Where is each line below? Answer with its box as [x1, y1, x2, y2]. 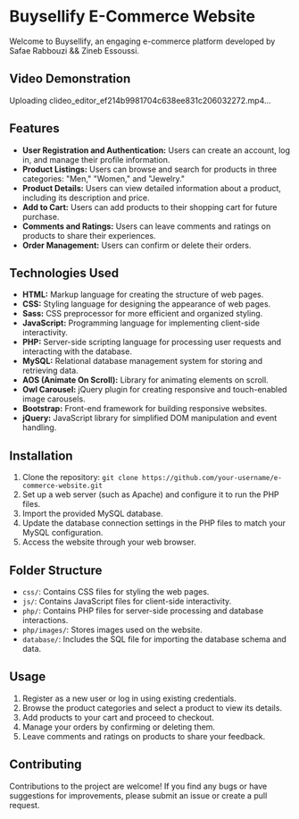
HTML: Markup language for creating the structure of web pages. [21, 289, 264, 300]
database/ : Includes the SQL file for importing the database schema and [21, 634, 287, 645]
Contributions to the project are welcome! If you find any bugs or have [9, 781, 268, 791]
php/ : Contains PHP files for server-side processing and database [21, 605, 264, 616]
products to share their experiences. [21, 230, 156, 241]
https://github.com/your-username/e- [141, 474, 283, 483]
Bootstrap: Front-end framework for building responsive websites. [21, 403, 268, 414]
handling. [21, 422, 57, 433]
